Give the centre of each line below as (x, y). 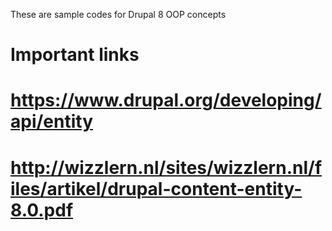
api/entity (52, 121)
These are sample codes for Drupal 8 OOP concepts (118, 14)
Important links (75, 55)
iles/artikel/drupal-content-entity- (156, 188)
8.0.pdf (42, 210)
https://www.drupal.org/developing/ (166, 100)
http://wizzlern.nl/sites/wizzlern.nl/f (166, 167)
